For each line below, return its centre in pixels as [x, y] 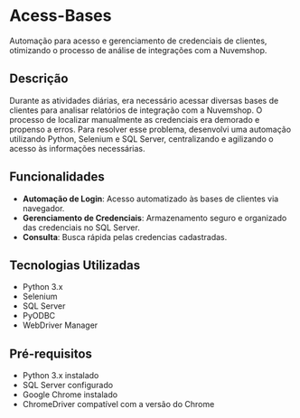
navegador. [43, 208]
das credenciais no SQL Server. [81, 228]
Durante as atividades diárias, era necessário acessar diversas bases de [144, 100]
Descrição [39, 79]
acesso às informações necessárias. [77, 148]
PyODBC [39, 316]
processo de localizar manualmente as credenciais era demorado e [135, 119]
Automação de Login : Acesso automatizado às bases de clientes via [150, 199]
